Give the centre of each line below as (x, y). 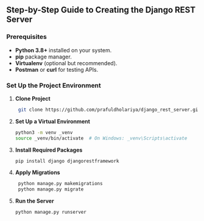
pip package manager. (43, 57)
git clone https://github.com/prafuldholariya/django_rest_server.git (109, 110)
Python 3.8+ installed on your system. (63, 50)
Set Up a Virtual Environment (52, 121)
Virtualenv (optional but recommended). (66, 63)
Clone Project (33, 98)
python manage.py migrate (51, 189)
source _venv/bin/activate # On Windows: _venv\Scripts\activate (101, 138)
